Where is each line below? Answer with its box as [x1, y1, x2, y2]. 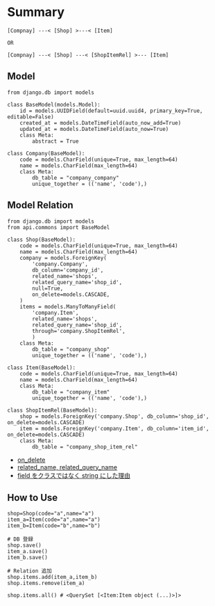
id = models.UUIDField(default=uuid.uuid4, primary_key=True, [19, 107, 203, 114]
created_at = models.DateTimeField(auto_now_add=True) [19, 119, 182, 126]
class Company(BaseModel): [7, 150, 85, 157]
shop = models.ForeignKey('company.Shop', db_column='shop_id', [19, 412, 209, 420]
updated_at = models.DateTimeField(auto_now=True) [19, 125, 169, 132]
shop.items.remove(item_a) [7, 580, 85, 587]
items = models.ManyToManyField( [19, 303, 117, 310]
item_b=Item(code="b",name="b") [7, 522, 101, 529]
